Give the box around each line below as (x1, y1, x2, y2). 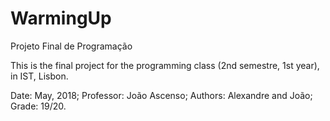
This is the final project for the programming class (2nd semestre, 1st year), (10, 59, 320, 71)
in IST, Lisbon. (10, 70, 69, 82)
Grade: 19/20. (10, 100, 67, 112)
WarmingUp (10, 7, 112, 30)
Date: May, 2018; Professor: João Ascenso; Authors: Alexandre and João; (10, 89, 313, 101)
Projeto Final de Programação (10, 40, 133, 52)
